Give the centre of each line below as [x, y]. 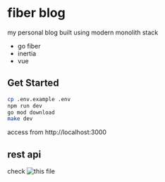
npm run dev [25, 106]
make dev [20, 119]
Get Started [33, 83]
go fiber [29, 46]
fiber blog [36, 13]
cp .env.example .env [39, 99]
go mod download [31, 112]
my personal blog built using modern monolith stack [83, 32]
